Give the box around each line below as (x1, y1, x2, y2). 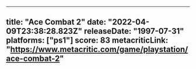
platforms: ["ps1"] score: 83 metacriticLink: (6, 36, 169, 46)
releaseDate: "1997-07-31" (83, 26, 184, 36)
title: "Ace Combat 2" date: (6, 17, 107, 27)
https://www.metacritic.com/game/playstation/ (10, 44, 188, 54)
